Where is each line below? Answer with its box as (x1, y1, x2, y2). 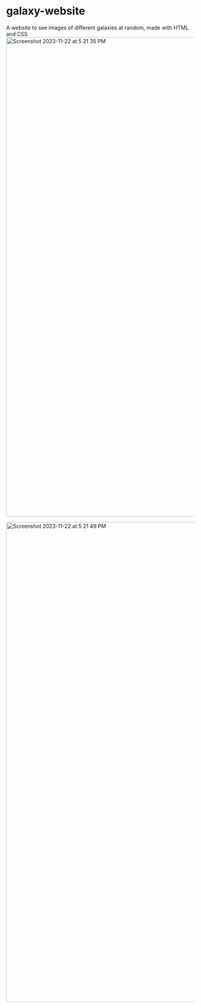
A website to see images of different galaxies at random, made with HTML (6, 24, 189, 31)
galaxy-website (6, 4, 86, 18)
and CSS (6, 30, 28, 37)
